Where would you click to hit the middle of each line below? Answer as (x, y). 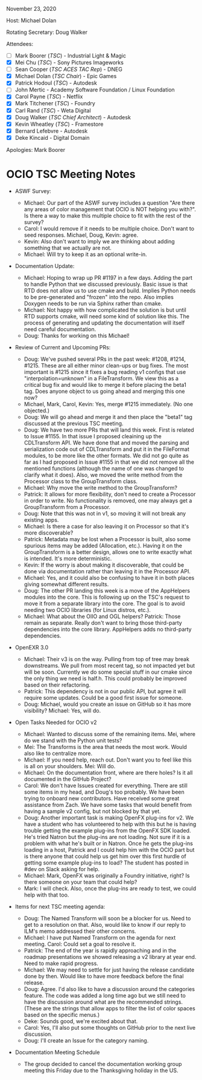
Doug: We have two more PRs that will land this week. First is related (109, 430)
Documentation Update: (45, 266)
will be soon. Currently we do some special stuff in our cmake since (108, 672)
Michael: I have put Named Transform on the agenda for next (100, 937)
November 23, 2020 (31, 9)
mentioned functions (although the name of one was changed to (104, 468)
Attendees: (20, 44)
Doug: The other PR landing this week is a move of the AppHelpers (107, 590)
